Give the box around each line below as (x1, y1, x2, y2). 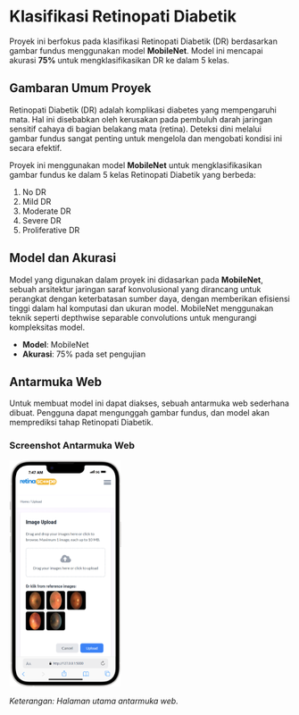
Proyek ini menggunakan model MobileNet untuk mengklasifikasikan (9, 159, 262, 171)
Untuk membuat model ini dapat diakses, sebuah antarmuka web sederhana (9, 398, 290, 408)
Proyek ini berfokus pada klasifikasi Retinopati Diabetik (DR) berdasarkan (9, 36, 278, 46)
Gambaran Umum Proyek (9, 80, 152, 96)
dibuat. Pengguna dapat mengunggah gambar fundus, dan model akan (9, 408, 270, 418)
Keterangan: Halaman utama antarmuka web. (9, 695, 179, 707)
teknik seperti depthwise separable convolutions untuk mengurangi (9, 312, 257, 323)
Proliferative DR (21, 224, 80, 235)
